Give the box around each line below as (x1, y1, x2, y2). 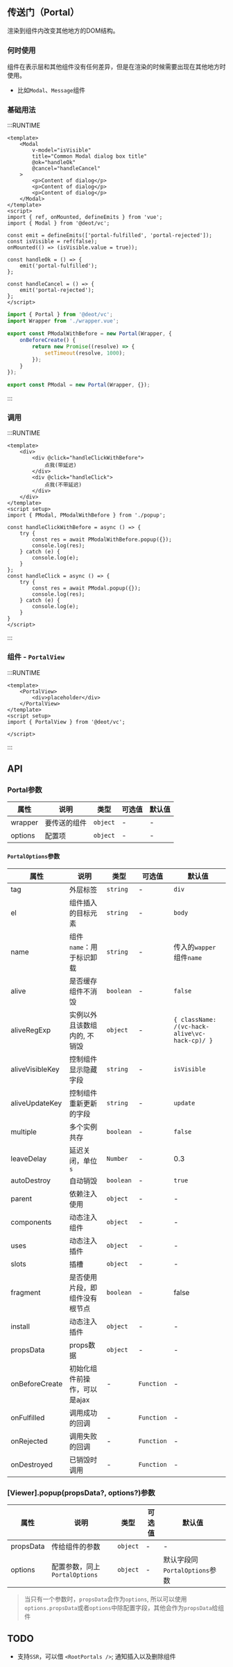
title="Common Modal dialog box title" (32, 153, 148, 160)
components (10, 1217, 52, 1227)
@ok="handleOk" (32, 159, 76, 166)
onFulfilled (10, 1413, 45, 1422)
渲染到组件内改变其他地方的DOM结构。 (7, 26, 119, 35)
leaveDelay (10, 1153, 47, 1163)
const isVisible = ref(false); (7, 238, 98, 245)
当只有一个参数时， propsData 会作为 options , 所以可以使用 (24, 1595, 187, 1603)
